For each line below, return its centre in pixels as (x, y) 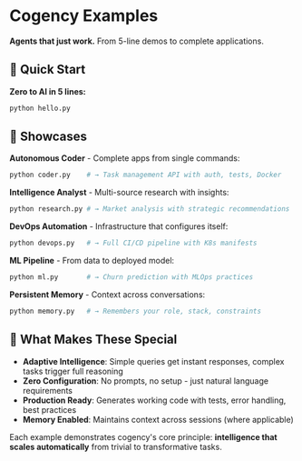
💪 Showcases (49, 137)
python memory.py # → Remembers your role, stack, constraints (135, 311)
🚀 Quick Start (48, 70)
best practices (49, 409)
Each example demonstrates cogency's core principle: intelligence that (144, 436)
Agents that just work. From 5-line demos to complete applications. (137, 41)
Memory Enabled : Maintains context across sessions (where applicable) (158, 419)
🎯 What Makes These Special (93, 340)
